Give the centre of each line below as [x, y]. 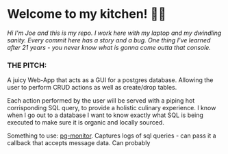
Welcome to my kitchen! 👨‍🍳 [87, 14]
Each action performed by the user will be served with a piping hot [101, 101]
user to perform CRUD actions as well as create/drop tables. [92, 88]
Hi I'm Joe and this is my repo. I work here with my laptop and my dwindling [114, 33]
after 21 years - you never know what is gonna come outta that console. [109, 47]
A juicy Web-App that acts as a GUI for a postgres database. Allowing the [110, 80]
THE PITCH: [27, 65]
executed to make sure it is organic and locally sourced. [86, 123]
